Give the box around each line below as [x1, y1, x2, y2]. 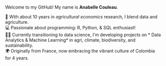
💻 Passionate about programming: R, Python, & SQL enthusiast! [5, 25, 136, 30]
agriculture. [5, 19, 29, 25]
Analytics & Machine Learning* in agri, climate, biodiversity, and [5, 37, 136, 43]
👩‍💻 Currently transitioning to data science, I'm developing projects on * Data [5, 32, 161, 38]
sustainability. [5, 42, 33, 48]
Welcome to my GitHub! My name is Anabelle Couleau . [5, 4, 118, 10]
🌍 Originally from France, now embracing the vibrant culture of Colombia [5, 48, 155, 54]
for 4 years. [5, 55, 29, 61]
